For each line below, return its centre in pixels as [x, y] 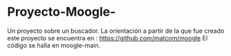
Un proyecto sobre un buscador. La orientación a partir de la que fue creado [116, 31]
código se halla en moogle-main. [54, 45]
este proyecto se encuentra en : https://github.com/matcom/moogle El [108, 38]
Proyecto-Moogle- [62, 12]
